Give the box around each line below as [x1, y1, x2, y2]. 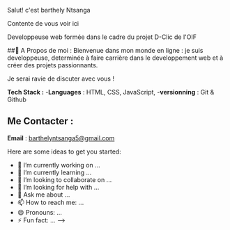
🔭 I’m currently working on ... [17, 161, 100, 169]
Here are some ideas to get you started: [7, 147, 122, 156]
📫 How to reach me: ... [17, 198, 84, 206]
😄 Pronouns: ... [17, 208, 63, 216]
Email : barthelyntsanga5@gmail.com [7, 133, 115, 142]
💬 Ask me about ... [17, 190, 70, 199]
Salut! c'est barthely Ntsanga [7, 6, 91, 14]
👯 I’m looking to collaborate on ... [17, 175, 112, 183]
